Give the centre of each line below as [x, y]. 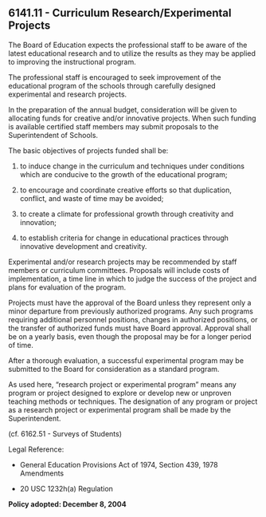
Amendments [42, 473]
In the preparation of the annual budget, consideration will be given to [123, 109]
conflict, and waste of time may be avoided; [92, 198]
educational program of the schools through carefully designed [112, 85]
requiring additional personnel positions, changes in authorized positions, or [133, 319]
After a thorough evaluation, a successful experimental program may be [126, 360]
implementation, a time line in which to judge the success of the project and [133, 278]
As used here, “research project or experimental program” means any [122, 384]
